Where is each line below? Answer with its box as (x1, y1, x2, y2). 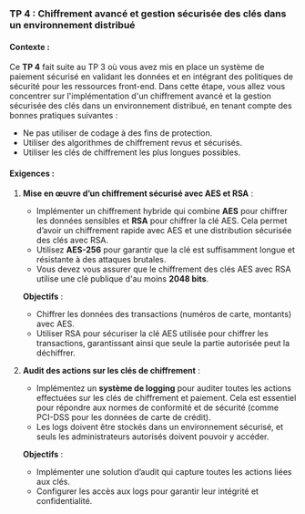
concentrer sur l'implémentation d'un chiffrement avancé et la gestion (9, 90, 271, 102)
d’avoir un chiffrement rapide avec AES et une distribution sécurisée (36, 225, 292, 236)
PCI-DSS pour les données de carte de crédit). (36, 412, 211, 423)
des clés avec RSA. (36, 235, 109, 246)
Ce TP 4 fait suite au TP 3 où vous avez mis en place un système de (9, 62, 265, 73)
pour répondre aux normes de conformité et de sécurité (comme (36, 402, 280, 413)
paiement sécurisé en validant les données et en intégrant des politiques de (9, 71, 294, 82)
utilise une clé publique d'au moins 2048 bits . (36, 273, 209, 284)
